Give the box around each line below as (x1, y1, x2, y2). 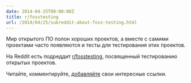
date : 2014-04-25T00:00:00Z (6, 8, 75, 15)
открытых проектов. (6, 59, 57, 66)
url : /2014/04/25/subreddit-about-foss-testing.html (6, 19, 137, 25)
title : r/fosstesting (6, 14, 59, 20)
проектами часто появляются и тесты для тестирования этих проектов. (6, 41, 186, 49)
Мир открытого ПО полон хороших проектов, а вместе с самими (6, 36, 169, 43)
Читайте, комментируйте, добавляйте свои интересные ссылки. (6, 71, 167, 78)
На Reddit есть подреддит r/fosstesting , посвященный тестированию (6, 53, 178, 60)
